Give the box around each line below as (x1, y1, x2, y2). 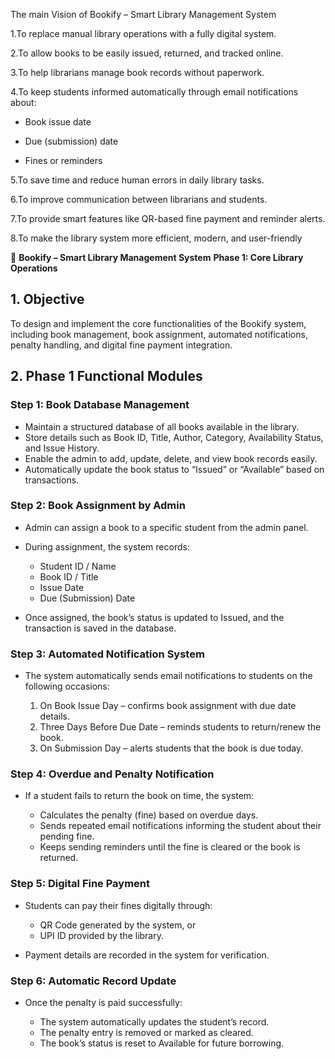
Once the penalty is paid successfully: (24, 996, 183, 1008)
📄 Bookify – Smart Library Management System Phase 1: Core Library (10, 252, 304, 263)
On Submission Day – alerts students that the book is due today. (39, 742, 304, 754)
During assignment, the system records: (24, 540, 190, 553)
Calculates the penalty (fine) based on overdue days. (39, 809, 259, 821)
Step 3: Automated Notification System (10, 647, 205, 661)
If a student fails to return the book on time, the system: (24, 790, 255, 802)
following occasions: (24, 680, 110, 693)
